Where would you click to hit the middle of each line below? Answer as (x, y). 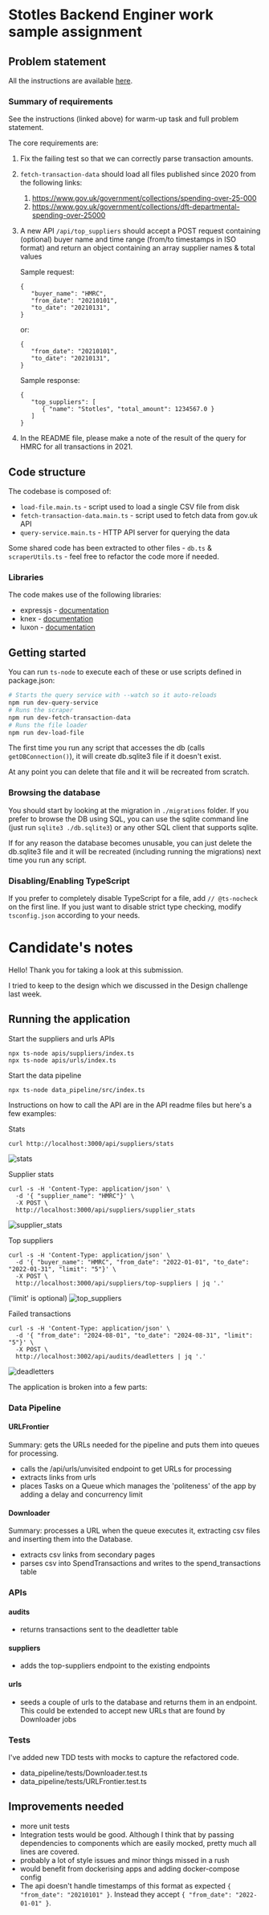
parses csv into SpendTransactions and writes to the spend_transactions (140, 1563)
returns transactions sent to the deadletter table (99, 1630)
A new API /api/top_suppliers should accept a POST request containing (140, 231)
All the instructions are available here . (71, 81)
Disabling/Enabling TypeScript (69, 881)
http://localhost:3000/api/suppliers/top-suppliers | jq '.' (120, 1283)
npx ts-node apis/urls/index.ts (62, 1060)
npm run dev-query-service (53, 703)
